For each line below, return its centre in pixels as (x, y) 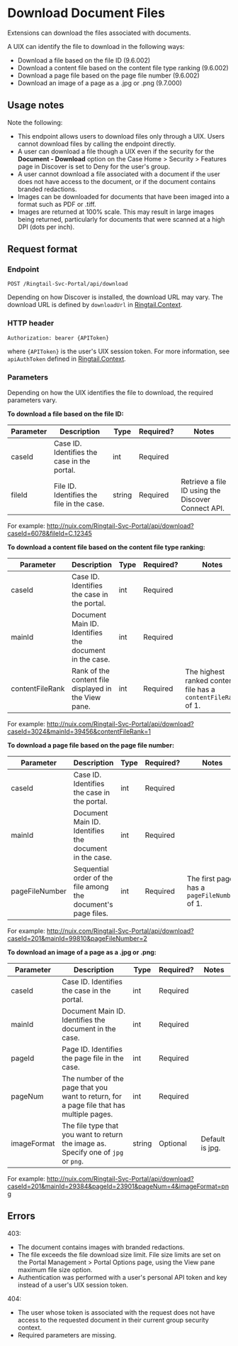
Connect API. (202, 508)
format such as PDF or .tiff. (57, 204)
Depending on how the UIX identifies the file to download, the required (110, 393)
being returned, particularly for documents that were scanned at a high (121, 219)
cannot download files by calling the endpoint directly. (97, 144)
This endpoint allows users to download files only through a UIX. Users (121, 136)
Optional (173, 1143)
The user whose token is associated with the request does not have (116, 1312)
